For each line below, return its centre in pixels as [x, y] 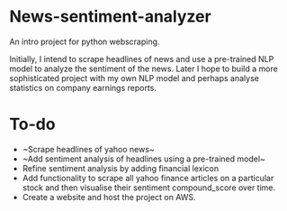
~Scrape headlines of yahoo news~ [88, 149]
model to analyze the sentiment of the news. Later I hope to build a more [144, 69]
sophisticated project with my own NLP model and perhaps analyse [134, 78]
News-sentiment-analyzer [110, 17]
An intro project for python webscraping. [85, 41]
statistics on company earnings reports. [83, 87]
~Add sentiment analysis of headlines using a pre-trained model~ [143, 159]
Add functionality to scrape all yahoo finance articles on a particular [148, 178]
